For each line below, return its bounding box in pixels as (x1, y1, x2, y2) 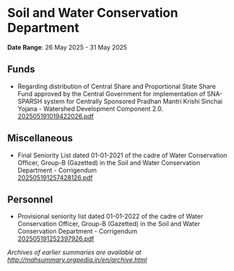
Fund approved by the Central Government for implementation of (17, 89, 206, 98)
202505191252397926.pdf (17, 234, 95, 243)
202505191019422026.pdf (17, 112, 94, 120)
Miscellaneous (7, 132, 73, 145)
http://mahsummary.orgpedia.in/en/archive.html (7, 256, 148, 264)
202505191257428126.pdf (17, 173, 93, 182)
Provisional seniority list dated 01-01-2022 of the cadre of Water (17, 212, 204, 220)
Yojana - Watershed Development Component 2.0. (17, 104, 164, 113)
